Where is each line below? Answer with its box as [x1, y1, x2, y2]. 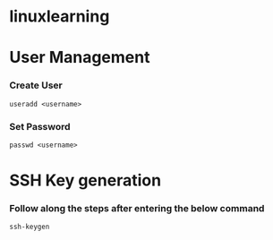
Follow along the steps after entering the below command [9, 202, 265, 215]
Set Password [9, 120, 71, 133]
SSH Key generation [9, 170, 162, 191]
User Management [9, 47, 150, 68]
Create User [9, 79, 63, 91]
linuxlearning [9, 6, 110, 27]
